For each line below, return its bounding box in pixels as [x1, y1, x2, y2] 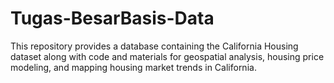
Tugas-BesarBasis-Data [10, 7, 215, 30]
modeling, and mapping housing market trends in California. [10, 61, 257, 73]
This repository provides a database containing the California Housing [10, 40, 299, 52]
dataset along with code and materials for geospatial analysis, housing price [10, 50, 325, 62]
